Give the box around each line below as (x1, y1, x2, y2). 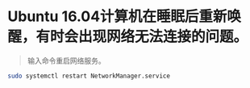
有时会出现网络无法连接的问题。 (35, 27, 248, 46)
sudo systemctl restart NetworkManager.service (7, 72, 171, 80)
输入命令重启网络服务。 (27, 56, 106, 65)
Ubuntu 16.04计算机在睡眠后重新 (7, 7, 227, 26)
